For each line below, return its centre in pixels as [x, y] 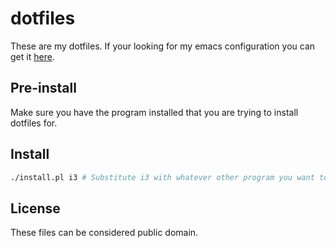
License [35, 208]
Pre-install [43, 88]
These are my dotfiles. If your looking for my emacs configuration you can [163, 46]
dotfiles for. [34, 123]
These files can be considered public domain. [104, 233]
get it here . [32, 56]
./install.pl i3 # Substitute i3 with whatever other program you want [162, 177]
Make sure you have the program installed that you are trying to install [154, 112]
